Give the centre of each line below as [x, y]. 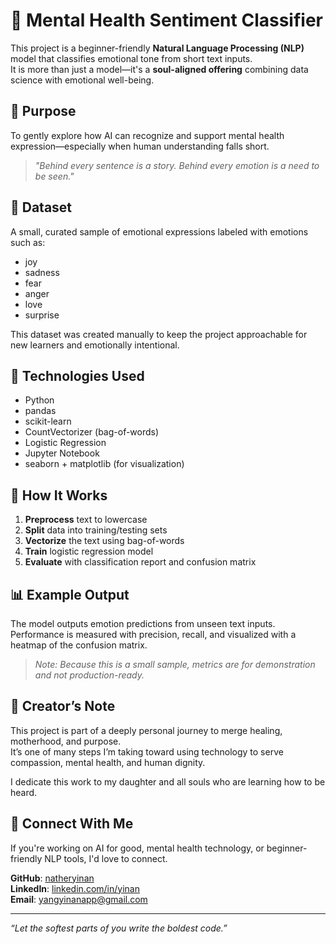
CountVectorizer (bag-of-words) [92, 432]
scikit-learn [48, 421]
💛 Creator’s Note [63, 706]
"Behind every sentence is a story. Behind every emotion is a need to [177, 165]
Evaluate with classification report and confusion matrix [140, 562]
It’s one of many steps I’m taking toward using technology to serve [147, 751]
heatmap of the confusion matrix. [79, 645]
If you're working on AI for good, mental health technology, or [137, 848]
